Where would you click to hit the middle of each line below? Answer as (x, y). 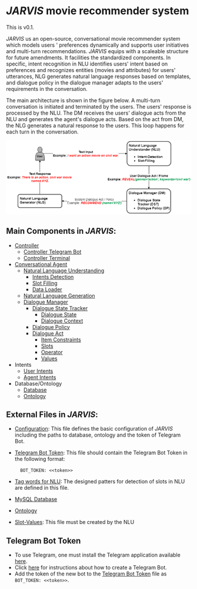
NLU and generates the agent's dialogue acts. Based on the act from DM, (95, 119)
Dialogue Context (62, 321)
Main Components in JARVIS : (61, 231)
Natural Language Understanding (64, 271)
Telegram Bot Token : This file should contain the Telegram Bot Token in (101, 453)
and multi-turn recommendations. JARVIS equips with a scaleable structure (97, 51)
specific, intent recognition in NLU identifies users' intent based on (87, 64)
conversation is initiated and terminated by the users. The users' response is (99, 106)
